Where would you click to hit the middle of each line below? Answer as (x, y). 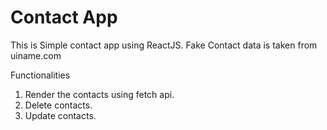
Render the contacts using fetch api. (99, 94)
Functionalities (40, 75)
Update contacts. (60, 115)
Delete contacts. (58, 105)
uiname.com (36, 55)
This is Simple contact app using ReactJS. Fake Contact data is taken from (164, 45)
